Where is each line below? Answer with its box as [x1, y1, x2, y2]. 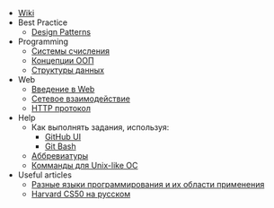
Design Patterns [31, 27, 92, 37]
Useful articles [17, 169, 72, 180]
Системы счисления [31, 46, 110, 56]
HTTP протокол [31, 103, 92, 113]
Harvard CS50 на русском [31, 188, 131, 199]
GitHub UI [44, 132, 82, 142]
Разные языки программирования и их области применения [31, 179, 265, 189]
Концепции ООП [31, 56, 94, 65]
